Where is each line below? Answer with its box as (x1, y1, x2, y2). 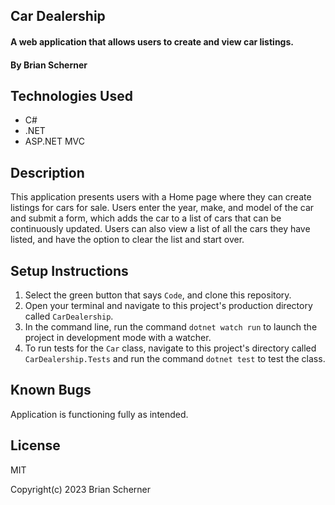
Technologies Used (10, 87, 133, 104)
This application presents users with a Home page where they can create (10, 191, 312, 203)
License (10, 437, 61, 454)
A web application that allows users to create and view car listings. (10, 35, 294, 48)
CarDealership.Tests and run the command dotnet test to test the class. (24, 353, 326, 365)
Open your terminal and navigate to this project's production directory (24, 300, 313, 312)
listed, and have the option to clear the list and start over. (10, 234, 245, 246)
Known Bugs (10, 382, 92, 399)
